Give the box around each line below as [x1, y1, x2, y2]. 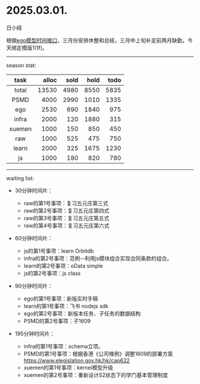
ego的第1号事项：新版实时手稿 [23, 295, 98, 302]
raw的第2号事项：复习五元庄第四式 [23, 207, 110, 214]
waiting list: [6, 174, 35, 182]
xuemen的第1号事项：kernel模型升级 [23, 364, 113, 371]
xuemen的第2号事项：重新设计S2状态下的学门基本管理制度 [23, 371, 168, 379]
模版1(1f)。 [21, 44, 48, 51]
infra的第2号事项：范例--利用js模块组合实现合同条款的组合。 [23, 255, 173, 262]
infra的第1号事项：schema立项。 [23, 342, 104, 349]
